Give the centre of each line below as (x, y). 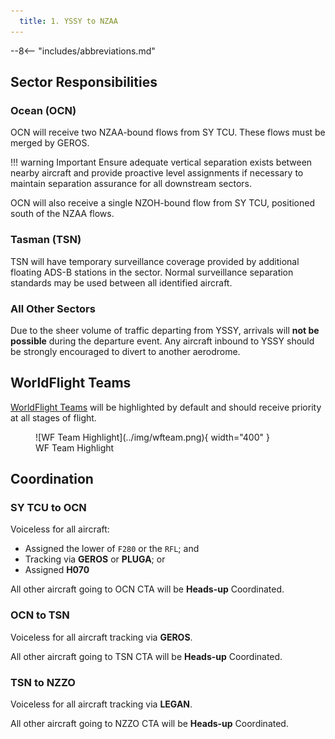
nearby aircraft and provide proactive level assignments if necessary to (157, 173)
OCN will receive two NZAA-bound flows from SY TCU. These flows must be (168, 132)
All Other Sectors (53, 308)
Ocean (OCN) (43, 110)
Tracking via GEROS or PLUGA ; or (95, 559)
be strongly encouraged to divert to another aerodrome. (125, 351)
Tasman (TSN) (46, 240)
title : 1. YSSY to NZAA (68, 21)
